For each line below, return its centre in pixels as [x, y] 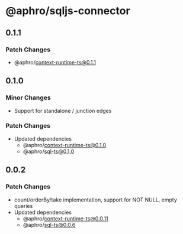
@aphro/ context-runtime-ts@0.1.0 [65, 145]
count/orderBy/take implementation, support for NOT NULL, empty [95, 200]
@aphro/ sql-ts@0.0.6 [49, 225]
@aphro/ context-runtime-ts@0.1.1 [55, 62]
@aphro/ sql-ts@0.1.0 [49, 151]
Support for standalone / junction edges [63, 110]
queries [23, 206]
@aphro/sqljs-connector [68, 11]
